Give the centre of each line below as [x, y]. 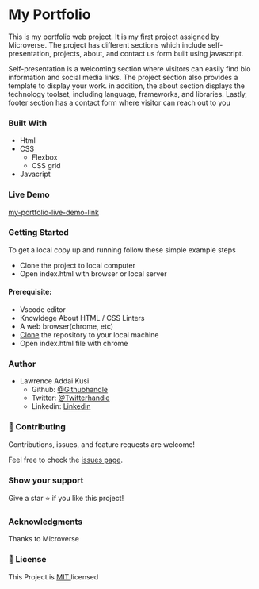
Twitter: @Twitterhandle [70, 398]
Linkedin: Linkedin [61, 406]
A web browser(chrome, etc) [66, 326]
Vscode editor [42, 310]
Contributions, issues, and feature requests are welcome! [102, 444]
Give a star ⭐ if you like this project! [66, 498]
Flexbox [44, 157]
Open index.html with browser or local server [93, 273]
